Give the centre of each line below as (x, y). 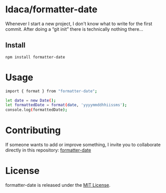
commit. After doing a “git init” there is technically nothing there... (74, 29)
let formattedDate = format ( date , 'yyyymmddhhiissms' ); (66, 105)
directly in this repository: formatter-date (48, 150)
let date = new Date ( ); (31, 100)
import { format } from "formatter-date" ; (51, 91)
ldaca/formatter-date (51, 9)
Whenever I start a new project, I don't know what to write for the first (79, 24)
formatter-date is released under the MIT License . (58, 185)
